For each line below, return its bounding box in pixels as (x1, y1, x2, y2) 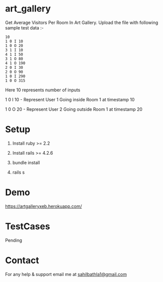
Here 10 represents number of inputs (5, 87, 81, 93)
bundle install (12, 159, 40, 165)
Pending (5, 237, 22, 243)
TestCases (5, 221, 51, 232)
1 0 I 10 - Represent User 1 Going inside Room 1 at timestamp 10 (5, 96, 135, 102)
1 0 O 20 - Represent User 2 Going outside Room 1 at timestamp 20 (5, 106, 143, 112)
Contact (5, 255, 39, 266)
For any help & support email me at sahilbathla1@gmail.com (5, 271, 127, 277)
